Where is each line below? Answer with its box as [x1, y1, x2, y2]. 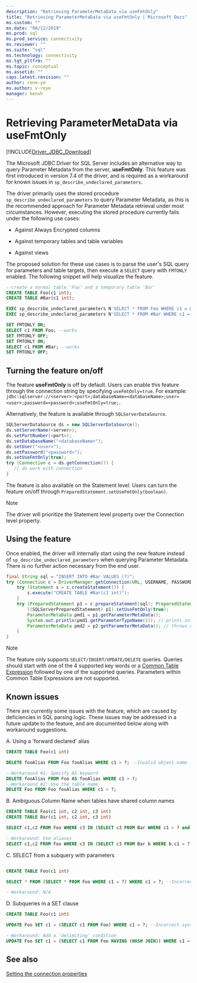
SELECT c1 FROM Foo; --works [6, 327, 77, 333]
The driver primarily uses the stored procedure [6, 190, 119, 197]
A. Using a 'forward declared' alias [6, 737, 90, 744]
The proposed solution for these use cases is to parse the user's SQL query [6, 260, 189, 267]
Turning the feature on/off [6, 366, 104, 376]
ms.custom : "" [6, 19, 41, 25]
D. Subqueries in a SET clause [6, 900, 79, 907]
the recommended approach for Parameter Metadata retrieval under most [6, 202, 184, 209]
